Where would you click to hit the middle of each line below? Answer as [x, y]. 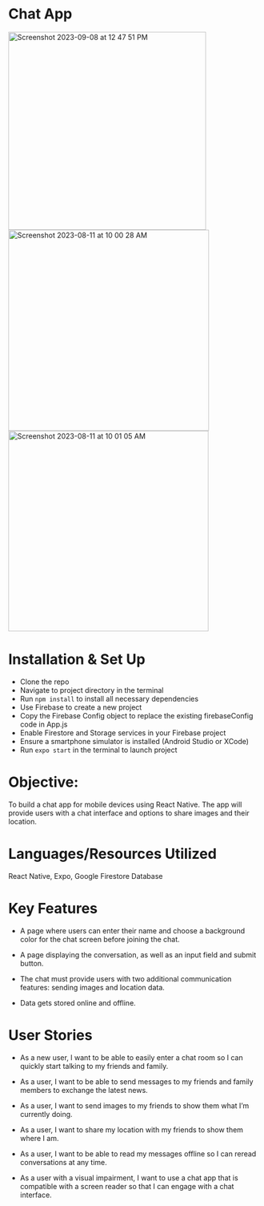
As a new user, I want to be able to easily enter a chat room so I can [131, 1057]
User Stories [50, 1035]
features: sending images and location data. [92, 987]
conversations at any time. [64, 1162]
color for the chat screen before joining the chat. [100, 939]
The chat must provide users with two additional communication [126, 978]
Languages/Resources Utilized [113, 854]
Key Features [53, 908]
